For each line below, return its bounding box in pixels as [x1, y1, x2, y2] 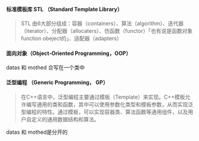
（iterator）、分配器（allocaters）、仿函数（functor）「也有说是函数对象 [20, 27, 193, 35]
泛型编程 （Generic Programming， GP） [6, 79, 108, 86]
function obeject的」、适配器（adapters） [20, 35, 122, 42]
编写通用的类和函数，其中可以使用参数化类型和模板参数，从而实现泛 [26, 100, 194, 108]
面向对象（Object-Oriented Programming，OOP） [6, 50, 132, 57]
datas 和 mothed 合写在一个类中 [6, 64, 85, 71]
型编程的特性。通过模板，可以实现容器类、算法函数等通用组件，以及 [20, 108, 188, 115]
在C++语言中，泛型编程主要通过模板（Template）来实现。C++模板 [20, 93, 186, 100]
